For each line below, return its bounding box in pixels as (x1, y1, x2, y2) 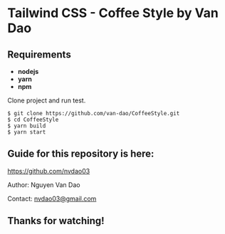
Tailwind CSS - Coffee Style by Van (7, 5, 219, 21)
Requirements (7, 48, 71, 60)
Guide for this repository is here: (7, 148, 155, 160)
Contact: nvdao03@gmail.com (7, 194, 97, 203)
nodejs (17, 68, 39, 75)
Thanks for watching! (7, 215, 105, 227)
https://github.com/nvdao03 (7, 166, 90, 175)
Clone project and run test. (7, 96, 86, 105)
